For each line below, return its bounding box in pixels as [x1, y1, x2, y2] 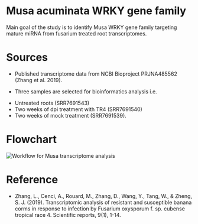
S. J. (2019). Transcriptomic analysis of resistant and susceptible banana [14, 199, 192, 206]
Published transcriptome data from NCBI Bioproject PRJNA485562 [14, 70, 177, 77]
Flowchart [6, 133, 57, 146]
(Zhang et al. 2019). [14, 76, 63, 83]
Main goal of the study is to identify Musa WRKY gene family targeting [6, 24, 177, 31]
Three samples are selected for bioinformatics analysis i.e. [14, 87, 158, 95]
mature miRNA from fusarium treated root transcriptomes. [6, 30, 147, 37]
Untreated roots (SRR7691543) [14, 99, 90, 106]
